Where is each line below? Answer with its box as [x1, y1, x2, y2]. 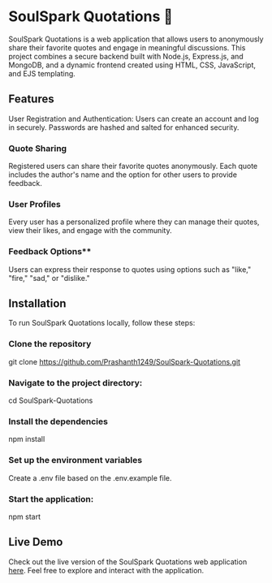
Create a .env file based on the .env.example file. [8, 473, 172, 482]
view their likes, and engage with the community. [8, 226, 172, 235]
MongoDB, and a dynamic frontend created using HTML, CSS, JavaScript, [8, 60, 257, 70]
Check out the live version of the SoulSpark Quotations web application [8, 556, 248, 567]
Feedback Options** [8, 246, 92, 257]
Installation [8, 296, 67, 311]
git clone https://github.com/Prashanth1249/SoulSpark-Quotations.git [8, 356, 241, 366]
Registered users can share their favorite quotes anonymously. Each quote [8, 162, 258, 171]
